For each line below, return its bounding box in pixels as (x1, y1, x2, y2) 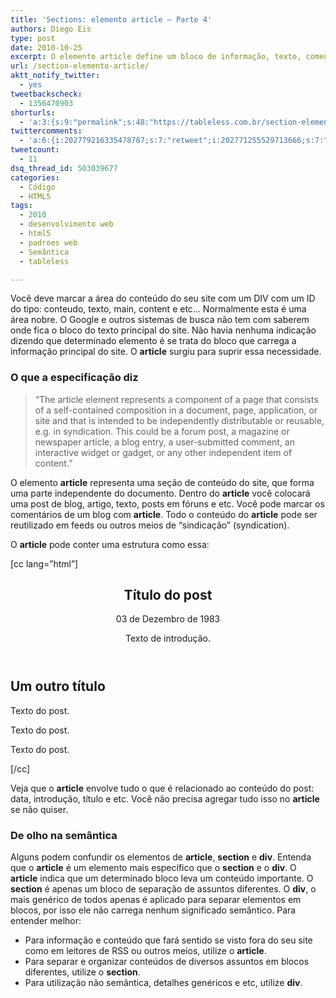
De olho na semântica (10, 828, 118, 842)
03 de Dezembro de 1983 (115, 613, 221, 625)
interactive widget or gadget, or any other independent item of (34, 446, 293, 458)
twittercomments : (10, 126, 83, 136)
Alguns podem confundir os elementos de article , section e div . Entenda (10, 851, 312, 863)
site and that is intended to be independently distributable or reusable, (34, 414, 325, 426)
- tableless (19, 256, 70, 266)
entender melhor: (10, 915, 82, 927)
